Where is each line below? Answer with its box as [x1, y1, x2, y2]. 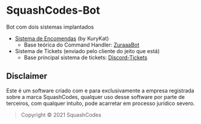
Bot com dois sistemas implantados [6, 23, 94, 30]
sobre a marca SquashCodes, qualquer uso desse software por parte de [6, 93, 185, 100]
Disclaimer [6, 71, 47, 81]
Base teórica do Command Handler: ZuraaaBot [23, 41, 140, 48]
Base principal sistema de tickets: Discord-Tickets [23, 54, 148, 61]
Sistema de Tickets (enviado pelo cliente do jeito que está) [14, 47, 160, 54]
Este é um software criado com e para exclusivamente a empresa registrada [6, 87, 194, 94]
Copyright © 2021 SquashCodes [20, 111, 102, 118]
